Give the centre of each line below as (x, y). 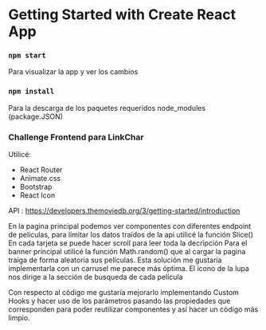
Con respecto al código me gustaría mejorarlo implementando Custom (123, 293)
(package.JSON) (36, 116)
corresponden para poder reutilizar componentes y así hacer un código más (133, 309)
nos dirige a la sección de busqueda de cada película (96, 277)
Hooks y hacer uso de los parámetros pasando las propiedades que (119, 301)
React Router (41, 170)
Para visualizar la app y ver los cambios (73, 72)
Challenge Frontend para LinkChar (76, 137)
